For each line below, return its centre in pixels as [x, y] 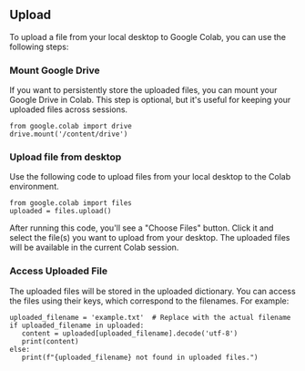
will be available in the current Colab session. [94, 247]
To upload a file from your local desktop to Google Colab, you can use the [148, 36]
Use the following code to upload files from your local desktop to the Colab [150, 177]
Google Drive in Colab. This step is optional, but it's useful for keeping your [150, 100]
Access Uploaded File [58, 271]
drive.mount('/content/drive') [69, 134]
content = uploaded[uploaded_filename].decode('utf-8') [130, 333]
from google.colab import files [71, 203]
